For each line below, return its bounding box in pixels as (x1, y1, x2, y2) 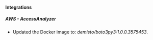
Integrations (5, 4, 32, 10)
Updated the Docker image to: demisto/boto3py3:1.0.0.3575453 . (12, 29, 148, 35)
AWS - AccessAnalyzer (5, 16, 56, 22)
